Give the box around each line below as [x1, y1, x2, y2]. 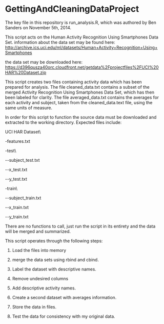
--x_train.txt [5, 204, 29, 210]
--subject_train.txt [5, 195, 41, 201]
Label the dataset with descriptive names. [12, 266, 97, 272]
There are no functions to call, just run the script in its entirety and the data [5, 223, 156, 229]
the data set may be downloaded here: [5, 59, 83, 65]
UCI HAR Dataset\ [5, 129, 41, 134]
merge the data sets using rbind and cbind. [12, 257, 99, 263]
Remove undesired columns [12, 275, 68, 281]
